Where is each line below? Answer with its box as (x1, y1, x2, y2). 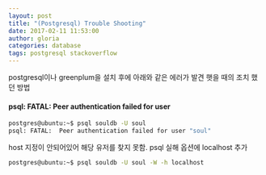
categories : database (8, 42, 82, 50)
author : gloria (8, 34, 60, 43)
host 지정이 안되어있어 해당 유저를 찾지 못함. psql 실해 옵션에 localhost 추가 (8, 142, 248, 152)
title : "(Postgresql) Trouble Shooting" (8, 19, 147, 27)
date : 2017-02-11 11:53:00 (8, 27, 99, 35)
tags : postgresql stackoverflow (8, 49, 117, 57)
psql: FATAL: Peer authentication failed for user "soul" (8, 127, 212, 135)
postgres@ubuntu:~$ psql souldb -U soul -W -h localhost (8, 158, 205, 166)
